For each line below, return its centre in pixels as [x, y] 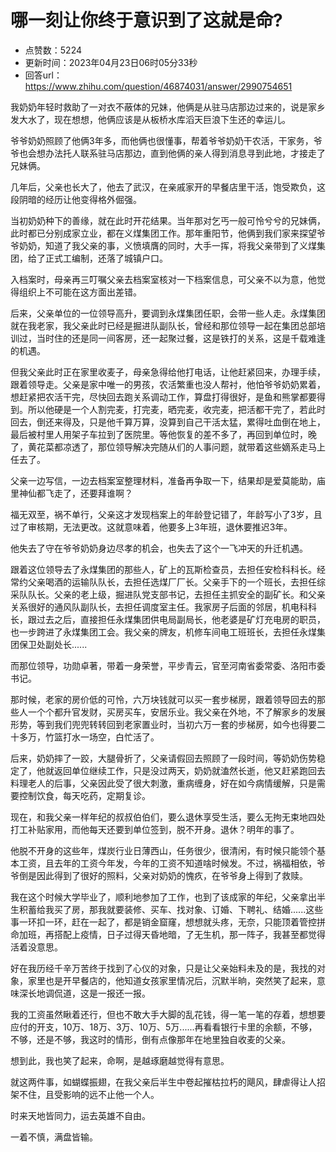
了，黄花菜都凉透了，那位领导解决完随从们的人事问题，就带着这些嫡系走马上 [168, 447]
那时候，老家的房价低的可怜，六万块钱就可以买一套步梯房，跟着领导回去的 [163, 699]
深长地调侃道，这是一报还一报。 [84, 993]
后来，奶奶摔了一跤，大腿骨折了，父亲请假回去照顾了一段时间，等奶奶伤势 [163, 758]
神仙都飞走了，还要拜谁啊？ [75, 493]
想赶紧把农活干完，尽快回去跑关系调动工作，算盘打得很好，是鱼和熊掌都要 [163, 397]
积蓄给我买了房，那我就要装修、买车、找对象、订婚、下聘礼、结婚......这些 [171, 909]
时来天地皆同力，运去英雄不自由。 [80, 1115]
